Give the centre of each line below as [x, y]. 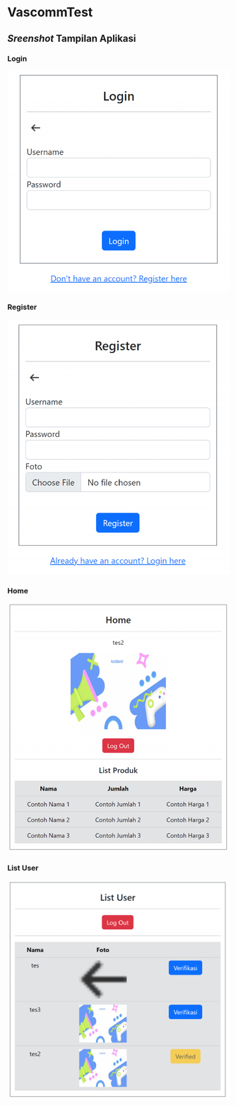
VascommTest [50, 12]
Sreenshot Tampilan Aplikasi [72, 39]
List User [23, 868]
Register [22, 307]
